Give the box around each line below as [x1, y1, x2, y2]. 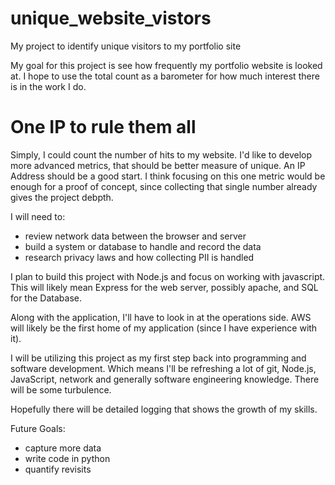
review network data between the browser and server [24, 230, 247, 242]
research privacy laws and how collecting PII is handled [24, 251, 255, 263]
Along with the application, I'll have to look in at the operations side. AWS [10, 311, 312, 323]
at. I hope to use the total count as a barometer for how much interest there [10, 70, 320, 82]
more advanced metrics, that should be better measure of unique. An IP [10, 159, 306, 171]
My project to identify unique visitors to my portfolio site [10, 40, 242, 52]
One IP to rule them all [10, 116, 197, 139]
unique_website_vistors [10, 7, 212, 30]
